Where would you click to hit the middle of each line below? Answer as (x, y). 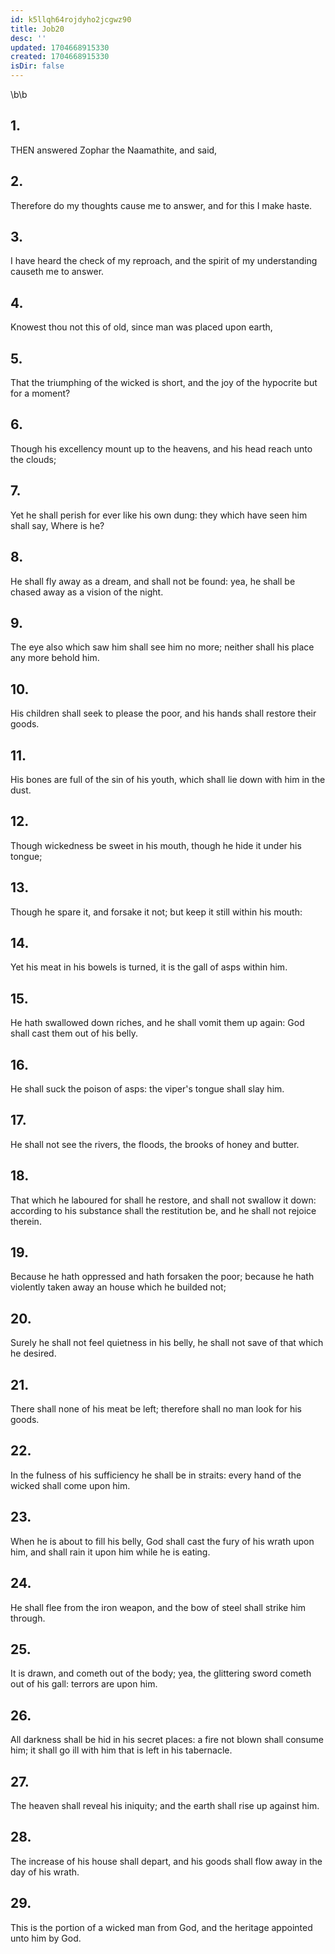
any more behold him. (55, 658)
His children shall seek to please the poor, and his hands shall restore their (163, 713)
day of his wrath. (45, 1872)
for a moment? (40, 393)
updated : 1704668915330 (60, 47)
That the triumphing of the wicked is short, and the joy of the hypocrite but (164, 383)
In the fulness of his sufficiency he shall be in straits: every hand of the (156, 1475)
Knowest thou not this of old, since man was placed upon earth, (141, 327)
